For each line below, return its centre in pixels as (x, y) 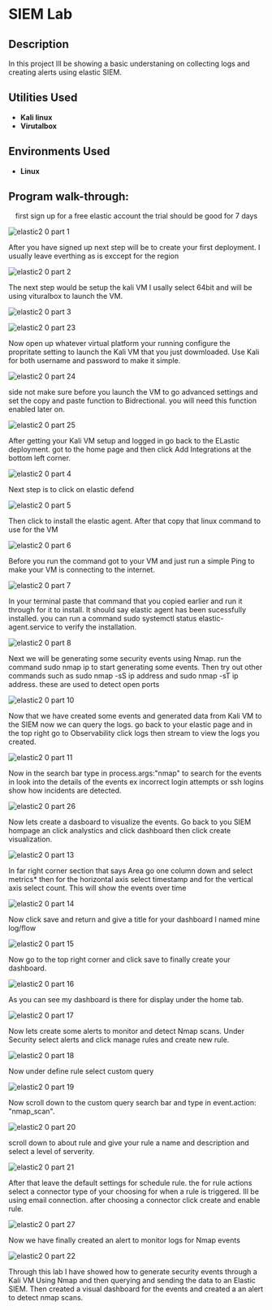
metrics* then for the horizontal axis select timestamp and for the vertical (131, 880)
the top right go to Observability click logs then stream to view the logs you (134, 733)
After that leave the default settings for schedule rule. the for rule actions (130, 1183)
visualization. (30, 839)
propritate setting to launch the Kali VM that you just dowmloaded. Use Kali (134, 352)
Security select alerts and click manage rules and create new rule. (119, 1040)
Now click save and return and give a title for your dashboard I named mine (134, 919)
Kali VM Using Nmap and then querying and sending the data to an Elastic (132, 1281)
